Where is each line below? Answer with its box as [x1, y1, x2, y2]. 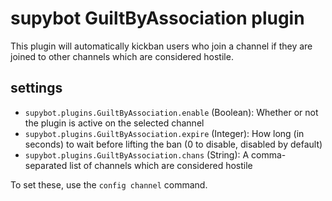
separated [24, 159, 68, 171]
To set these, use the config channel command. [10, 178, 208, 191]
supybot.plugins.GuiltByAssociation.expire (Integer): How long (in [24, 127, 305, 139]
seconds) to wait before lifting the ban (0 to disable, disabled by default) [24, 138, 323, 150]
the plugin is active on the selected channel [24, 117, 205, 129]
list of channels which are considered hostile [69, 159, 253, 171]
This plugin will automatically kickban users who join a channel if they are [10, 40, 313, 52]
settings [10, 80, 63, 97]
